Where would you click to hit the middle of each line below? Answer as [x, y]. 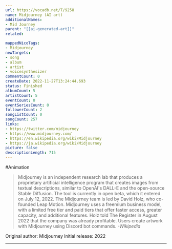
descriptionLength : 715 [31, 153]
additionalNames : [24, 19]
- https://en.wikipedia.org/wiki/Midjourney [53, 138]
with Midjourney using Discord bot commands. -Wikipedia [79, 226]
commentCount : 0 [23, 77]
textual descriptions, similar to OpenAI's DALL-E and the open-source [91, 188]
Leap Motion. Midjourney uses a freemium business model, [99, 204]
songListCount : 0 [24, 115]
